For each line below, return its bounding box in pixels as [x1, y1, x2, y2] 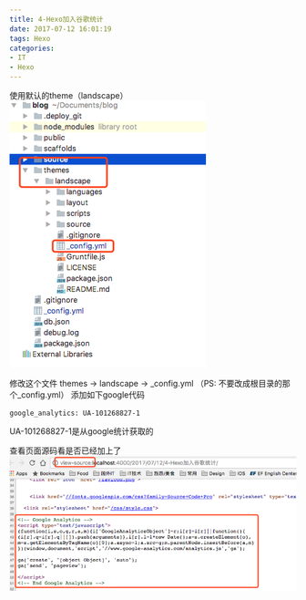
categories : [9, 44, 55, 53]
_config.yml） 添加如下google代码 [16, 389, 146, 400]
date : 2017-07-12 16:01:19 [9, 24, 112, 34]
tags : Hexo [9, 34, 51, 43]
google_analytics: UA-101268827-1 [9, 409, 141, 418]
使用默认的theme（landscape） [9, 90, 128, 100]
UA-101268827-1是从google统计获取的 [9, 426, 154, 437]
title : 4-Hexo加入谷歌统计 [9, 15, 104, 24]
